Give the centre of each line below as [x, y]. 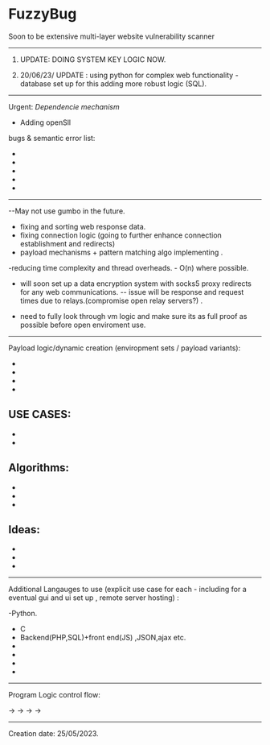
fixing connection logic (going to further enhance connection [121, 235]
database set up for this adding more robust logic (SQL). [113, 83]
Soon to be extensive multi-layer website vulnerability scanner [112, 36]
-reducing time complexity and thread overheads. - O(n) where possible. [129, 267]
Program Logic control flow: [54, 695]
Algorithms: [39, 468]
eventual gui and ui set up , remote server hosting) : [94, 598]
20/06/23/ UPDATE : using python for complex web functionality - [129, 75]
